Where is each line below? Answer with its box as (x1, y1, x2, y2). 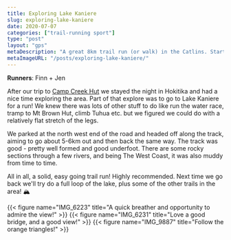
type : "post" (7, 36, 45, 43)
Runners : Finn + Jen (7, 74, 65, 82)
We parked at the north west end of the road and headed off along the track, (7, 129, 224, 138)
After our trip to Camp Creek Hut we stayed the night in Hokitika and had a (7, 87, 218, 95)
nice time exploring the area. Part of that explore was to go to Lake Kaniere (7, 94, 219, 102)
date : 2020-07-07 (7, 23, 57, 30)
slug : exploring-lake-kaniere (7, 17, 94, 23)
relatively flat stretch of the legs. (7, 116, 99, 124)
